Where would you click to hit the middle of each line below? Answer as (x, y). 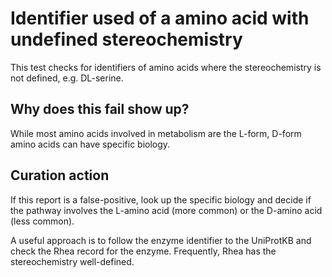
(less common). (42, 221)
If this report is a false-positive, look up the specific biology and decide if (161, 199)
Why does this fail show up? (100, 109)
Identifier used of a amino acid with (160, 18)
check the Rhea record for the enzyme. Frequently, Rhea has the (143, 251)
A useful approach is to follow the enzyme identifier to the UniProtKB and (161, 240)
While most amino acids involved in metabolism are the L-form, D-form (156, 133)
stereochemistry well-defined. (72, 261)
